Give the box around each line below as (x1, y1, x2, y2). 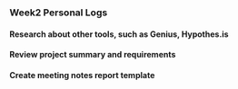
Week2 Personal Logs (9, 6, 108, 19)
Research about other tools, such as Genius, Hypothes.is (9, 29, 229, 40)
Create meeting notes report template (9, 69, 155, 80)
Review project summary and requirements (9, 49, 176, 60)
